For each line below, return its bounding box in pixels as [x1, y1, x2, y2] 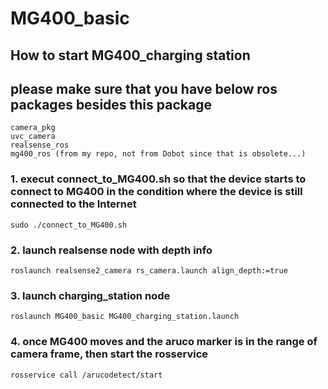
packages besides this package [10, 96, 212, 113]
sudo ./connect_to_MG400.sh [10, 220, 128, 230]
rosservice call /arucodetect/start [10, 370, 163, 380]
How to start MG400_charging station [10, 47, 251, 64]
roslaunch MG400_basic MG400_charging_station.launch [10, 312, 240, 322]
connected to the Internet [10, 197, 137, 211]
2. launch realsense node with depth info [10, 243, 213, 257]
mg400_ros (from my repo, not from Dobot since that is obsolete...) [10, 149, 307, 159]
